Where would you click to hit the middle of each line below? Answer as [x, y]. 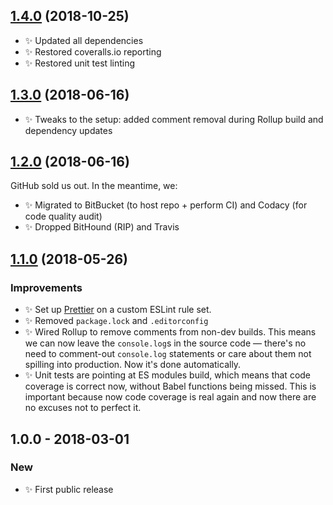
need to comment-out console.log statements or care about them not [168, 354]
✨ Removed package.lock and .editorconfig [116, 321]
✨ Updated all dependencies [84, 40]
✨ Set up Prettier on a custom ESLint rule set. [118, 310]
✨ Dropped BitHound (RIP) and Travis [102, 227]
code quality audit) [63, 216]
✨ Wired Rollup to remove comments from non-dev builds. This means [170, 332]
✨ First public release [69, 489]
